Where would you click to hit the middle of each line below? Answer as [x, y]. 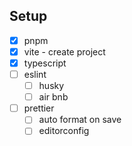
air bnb [53, 97]
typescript [45, 63]
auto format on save [80, 120]
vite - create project [64, 51]
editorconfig [64, 131]
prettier [39, 108]
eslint [35, 74]
